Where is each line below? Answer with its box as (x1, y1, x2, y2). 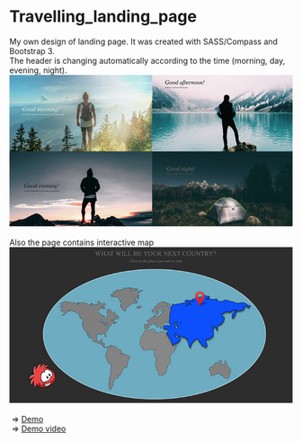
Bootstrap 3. (9, 45, 56, 56)
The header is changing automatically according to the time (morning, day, (9, 55, 286, 66)
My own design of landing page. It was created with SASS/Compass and (9, 36, 279, 47)
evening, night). (9, 65, 67, 76)
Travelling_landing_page (9, 6, 198, 27)
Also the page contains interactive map (9, 237, 155, 248)
